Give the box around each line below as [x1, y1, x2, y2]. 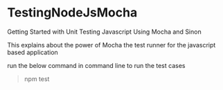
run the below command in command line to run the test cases [7, 61, 186, 69]
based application [7, 48, 59, 56]
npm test [24, 74, 50, 83]
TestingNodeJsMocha [7, 5, 138, 21]
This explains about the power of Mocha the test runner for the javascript [7, 41, 216, 49]
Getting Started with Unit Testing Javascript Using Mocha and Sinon [7, 27, 202, 36]
